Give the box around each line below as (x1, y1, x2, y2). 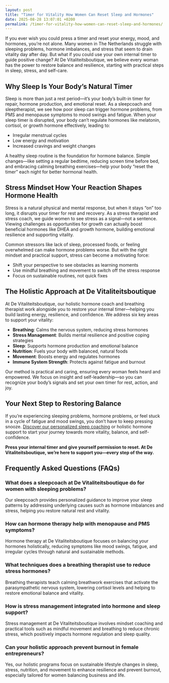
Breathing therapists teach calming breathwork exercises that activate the (5, 579, 158, 585)
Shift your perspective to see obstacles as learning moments (12, 262, 138, 268)
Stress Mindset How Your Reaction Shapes (5, 183, 142, 192)
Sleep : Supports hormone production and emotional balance (12, 343, 138, 349)
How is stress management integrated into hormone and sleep (5, 602, 161, 609)
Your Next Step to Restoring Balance (5, 400, 122, 408)
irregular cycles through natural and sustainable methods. (5, 549, 125, 555)
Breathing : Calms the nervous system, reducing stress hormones (12, 326, 148, 332)
